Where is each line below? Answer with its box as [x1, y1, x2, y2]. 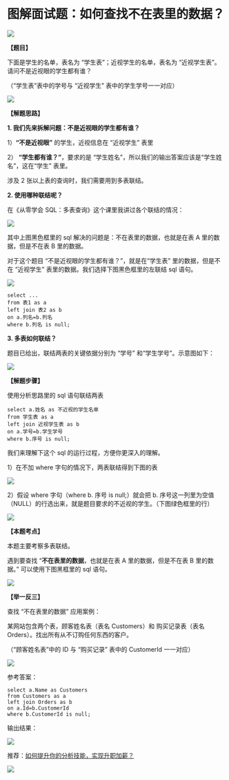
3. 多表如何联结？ [7, 334, 57, 342]
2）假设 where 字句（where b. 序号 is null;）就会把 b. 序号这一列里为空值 [7, 491, 215, 499]
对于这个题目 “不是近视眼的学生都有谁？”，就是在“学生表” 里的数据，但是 [7, 256, 215, 264]
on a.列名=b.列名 [7, 313, 53, 321]
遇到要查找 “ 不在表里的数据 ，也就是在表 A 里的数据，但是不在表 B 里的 [7, 556, 208, 565]
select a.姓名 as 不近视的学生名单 [7, 406, 99, 413]
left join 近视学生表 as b [7, 420, 79, 428]
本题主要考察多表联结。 [7, 541, 74, 549]
